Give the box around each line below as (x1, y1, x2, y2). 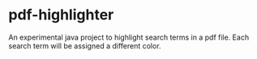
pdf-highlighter (8, 6, 114, 24)
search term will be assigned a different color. (8, 40, 161, 50)
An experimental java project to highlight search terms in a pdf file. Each (8, 32, 250, 42)
